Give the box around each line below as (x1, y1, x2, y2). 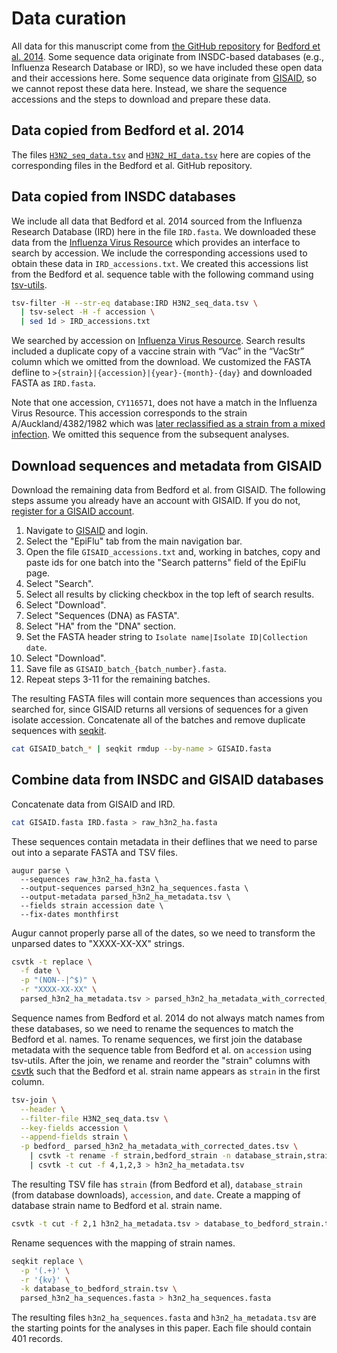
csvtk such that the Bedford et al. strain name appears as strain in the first (11, 1065, 321, 1077)
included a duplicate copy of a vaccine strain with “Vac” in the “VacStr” (11, 345, 305, 357)
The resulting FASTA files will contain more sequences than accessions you (11, 693, 323, 704)
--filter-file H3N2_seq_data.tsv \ (20, 1113, 169, 1124)
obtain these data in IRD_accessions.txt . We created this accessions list (11, 257, 309, 269)
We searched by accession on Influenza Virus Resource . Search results (11, 335, 306, 347)
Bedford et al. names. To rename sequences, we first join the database (11, 1033, 303, 1045)
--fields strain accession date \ (20, 900, 164, 911)
